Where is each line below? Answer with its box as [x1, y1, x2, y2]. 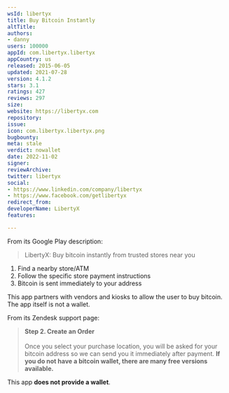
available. [24, 364, 54, 373]
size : [7, 101, 23, 108]
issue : [7, 120, 27, 128]
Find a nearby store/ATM [17, 264, 90, 273]
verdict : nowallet [7, 147, 61, 154]
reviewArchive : [7, 166, 52, 173]
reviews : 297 [7, 95, 46, 102]
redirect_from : [7, 199, 52, 206]
